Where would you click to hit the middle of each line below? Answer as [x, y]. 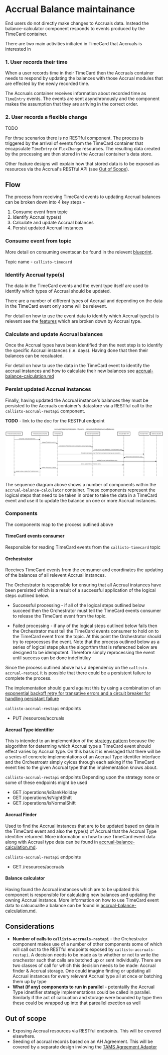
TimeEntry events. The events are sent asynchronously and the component [82, 99]
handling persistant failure [32, 699]
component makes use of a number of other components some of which [87, 944]
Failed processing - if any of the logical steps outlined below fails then [85, 626]
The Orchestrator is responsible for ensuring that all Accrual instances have [83, 585]
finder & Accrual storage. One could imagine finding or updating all [81, 971]
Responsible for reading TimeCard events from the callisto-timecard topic [83, 547]
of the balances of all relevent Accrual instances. [56, 575]
